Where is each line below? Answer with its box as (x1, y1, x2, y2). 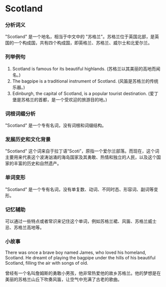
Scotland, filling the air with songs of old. (5, 260, 88, 266)
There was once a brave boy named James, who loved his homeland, (5, 249, 147, 255)
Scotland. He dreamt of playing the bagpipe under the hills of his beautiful (5, 255, 156, 261)
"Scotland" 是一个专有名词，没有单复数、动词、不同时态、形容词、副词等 (5, 186, 154, 192)
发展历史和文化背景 (5, 136, 51, 143)
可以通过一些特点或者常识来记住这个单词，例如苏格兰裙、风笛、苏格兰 (5, 218, 148, 224)
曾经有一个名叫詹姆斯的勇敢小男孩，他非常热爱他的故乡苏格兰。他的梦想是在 (5, 270, 161, 276)
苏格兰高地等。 (13, 224, 44, 230)
